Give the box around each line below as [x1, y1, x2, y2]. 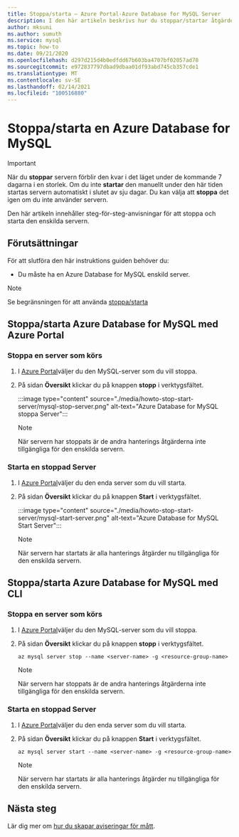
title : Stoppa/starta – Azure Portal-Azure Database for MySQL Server [7, 10, 221, 18]
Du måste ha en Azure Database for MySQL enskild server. [17, 270, 191, 278]
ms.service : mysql [7, 37, 62, 44]
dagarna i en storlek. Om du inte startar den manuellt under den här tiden [7, 181, 223, 189]
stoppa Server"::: [17, 410, 68, 418]
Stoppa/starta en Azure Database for [7, 120, 230, 137]
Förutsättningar [7, 238, 78, 250]
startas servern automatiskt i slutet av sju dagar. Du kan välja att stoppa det [7, 188, 229, 196]
